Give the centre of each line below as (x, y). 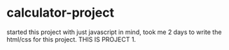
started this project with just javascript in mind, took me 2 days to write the (114, 32)
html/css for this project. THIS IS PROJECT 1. (71, 39)
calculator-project (61, 13)
